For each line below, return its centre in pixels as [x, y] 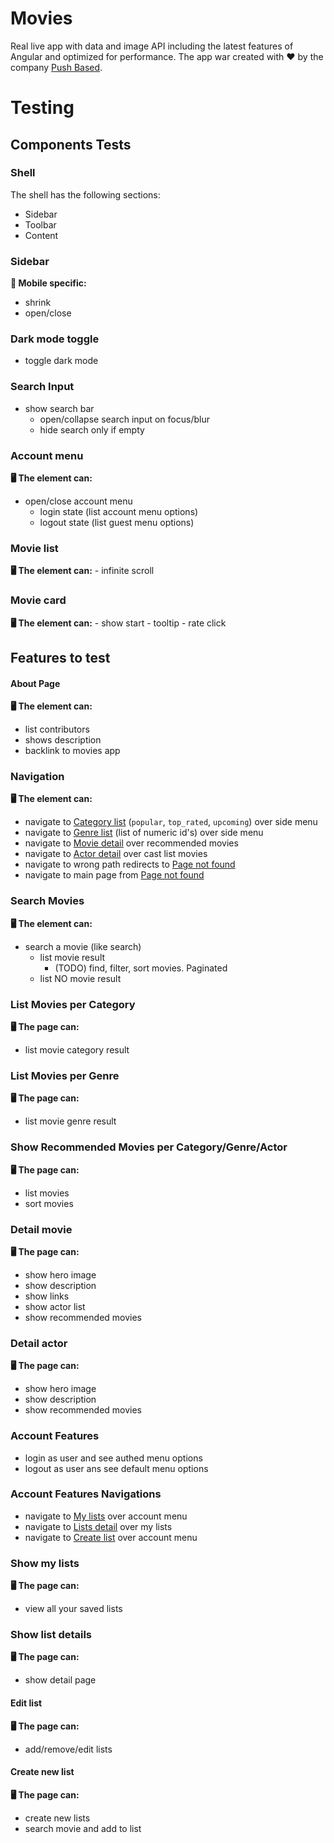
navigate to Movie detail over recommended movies [131, 843]
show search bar [59, 408]
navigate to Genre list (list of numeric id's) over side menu [144, 833]
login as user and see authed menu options [113, 1458]
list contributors [57, 729]
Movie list [34, 548]
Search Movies [47, 901]
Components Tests [71, 144]
